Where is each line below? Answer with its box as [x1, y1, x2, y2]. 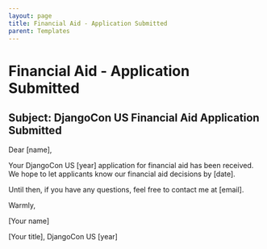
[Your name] [8, 216, 50, 226]
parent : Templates [8, 27, 70, 35]
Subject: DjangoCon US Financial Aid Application [8, 111, 260, 124]
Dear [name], [8, 145, 52, 154]
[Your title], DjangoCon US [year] [8, 232, 119, 242]
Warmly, [8, 200, 36, 210]
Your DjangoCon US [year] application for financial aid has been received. [8, 161, 254, 171]
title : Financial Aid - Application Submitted [8, 19, 168, 27]
